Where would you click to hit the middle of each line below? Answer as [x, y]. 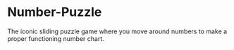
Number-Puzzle [55, 12]
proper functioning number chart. [56, 38]
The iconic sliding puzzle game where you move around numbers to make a [117, 31]
